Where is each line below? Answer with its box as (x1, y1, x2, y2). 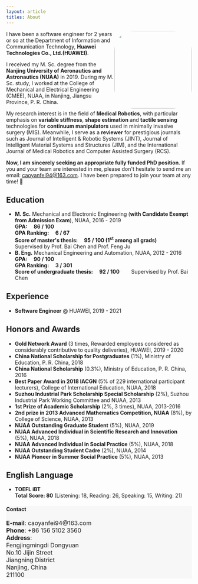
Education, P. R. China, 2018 (14, 359, 84, 366)
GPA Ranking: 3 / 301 (14, 261, 72, 269)
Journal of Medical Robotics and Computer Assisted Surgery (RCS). (6, 147, 171, 154)
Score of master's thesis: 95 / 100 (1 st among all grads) (14, 236, 157, 244)
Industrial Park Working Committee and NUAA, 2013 (14, 397, 141, 404)
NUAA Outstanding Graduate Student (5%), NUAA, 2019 (14, 421, 154, 429)
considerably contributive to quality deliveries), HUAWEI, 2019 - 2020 (14, 346, 184, 353)
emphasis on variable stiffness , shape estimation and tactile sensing (6, 116, 178, 123)
